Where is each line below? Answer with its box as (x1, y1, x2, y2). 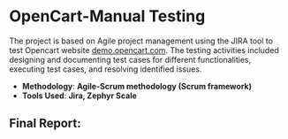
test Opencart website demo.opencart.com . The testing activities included (9, 44, 280, 55)
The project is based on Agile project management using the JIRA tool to (9, 35, 274, 46)
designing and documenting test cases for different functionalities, (9, 54, 252, 65)
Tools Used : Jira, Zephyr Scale (21, 90, 137, 101)
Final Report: (9, 116, 81, 131)
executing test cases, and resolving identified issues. (9, 64, 202, 74)
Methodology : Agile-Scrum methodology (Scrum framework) (21, 81, 252, 91)
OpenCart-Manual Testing (9, 6, 206, 27)
